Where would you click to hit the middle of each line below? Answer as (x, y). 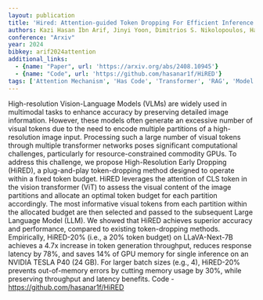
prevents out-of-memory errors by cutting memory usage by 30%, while (125, 270)
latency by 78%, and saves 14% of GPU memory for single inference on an (128, 254)
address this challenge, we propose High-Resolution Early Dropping (117, 162)
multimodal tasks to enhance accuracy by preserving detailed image (118, 112)
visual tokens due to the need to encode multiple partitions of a (110, 128)
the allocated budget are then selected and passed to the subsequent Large (130, 212)
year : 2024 (26, 45)
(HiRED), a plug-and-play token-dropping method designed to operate (121, 170)
